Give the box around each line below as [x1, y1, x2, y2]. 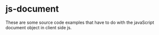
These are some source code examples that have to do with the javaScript [5, 19, 155, 25]
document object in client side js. [5, 24, 72, 30]
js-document [5, 3, 59, 15]
